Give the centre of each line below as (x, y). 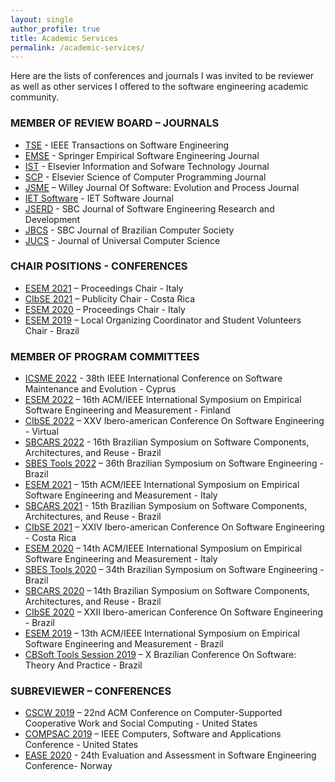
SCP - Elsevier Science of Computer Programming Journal (145, 177)
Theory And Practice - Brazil (83, 665)
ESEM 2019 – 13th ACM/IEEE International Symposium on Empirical (162, 633)
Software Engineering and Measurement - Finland (127, 410)
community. (34, 97)
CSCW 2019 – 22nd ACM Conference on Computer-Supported (153, 713)
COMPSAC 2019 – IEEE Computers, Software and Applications (153, 734)
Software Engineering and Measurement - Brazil (124, 644)
